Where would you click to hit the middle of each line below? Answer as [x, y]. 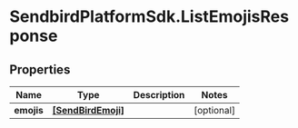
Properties [40, 69]
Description [159, 95]
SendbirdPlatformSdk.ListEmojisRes [149, 17]
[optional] [215, 110]
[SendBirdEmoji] [89, 110]
